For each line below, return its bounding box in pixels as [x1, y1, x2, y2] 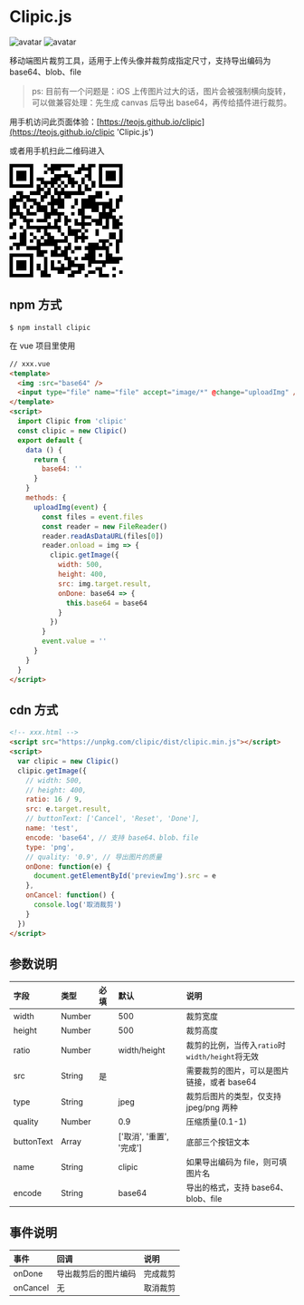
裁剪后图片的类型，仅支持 [185, 1091, 282, 1102]
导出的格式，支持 [185, 1182, 251, 1193]
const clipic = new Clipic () [17, 426, 128, 435]
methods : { [25, 493, 67, 502]
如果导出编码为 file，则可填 [185, 1156, 288, 1167]
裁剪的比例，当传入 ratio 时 [185, 1039, 287, 1050]
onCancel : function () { [25, 891, 116, 900]
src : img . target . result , [57, 579, 152, 589]
